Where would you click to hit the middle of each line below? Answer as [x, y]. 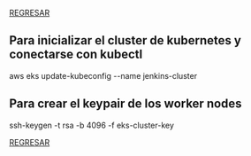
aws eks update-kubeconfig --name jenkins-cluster [103, 75]
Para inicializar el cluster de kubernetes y [125, 40]
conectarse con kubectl [76, 55]
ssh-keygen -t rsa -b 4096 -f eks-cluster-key [92, 125]
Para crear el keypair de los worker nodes [125, 104]
